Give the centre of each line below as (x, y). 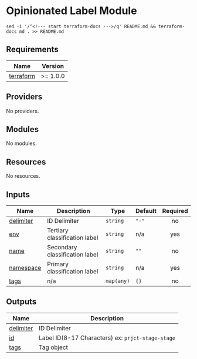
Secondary (62, 247)
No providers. (23, 111)
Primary (58, 264)
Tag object (54, 347)
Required (175, 211)
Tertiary (57, 230)
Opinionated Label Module (72, 11)
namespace (25, 268)
